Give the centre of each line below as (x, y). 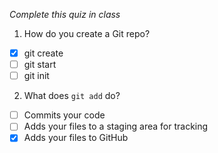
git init (36, 76)
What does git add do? (72, 96)
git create (43, 53)
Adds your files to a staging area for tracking (116, 126)
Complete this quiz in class (65, 14)
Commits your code (64, 115)
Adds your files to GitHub (76, 138)
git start (40, 65)
